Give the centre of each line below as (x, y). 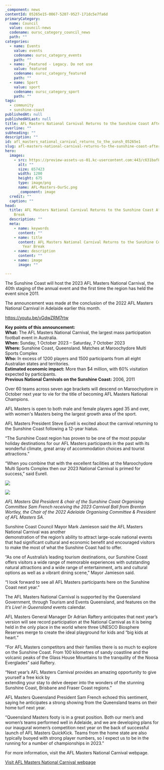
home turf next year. (26, 708)
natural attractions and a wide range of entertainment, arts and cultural (76, 567)
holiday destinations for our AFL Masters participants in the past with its (77, 443)
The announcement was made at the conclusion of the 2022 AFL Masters (79, 303)
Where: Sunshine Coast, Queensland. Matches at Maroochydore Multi (76, 348)
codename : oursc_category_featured (50, 74)
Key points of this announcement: (40, 327)
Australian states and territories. (37, 364)
